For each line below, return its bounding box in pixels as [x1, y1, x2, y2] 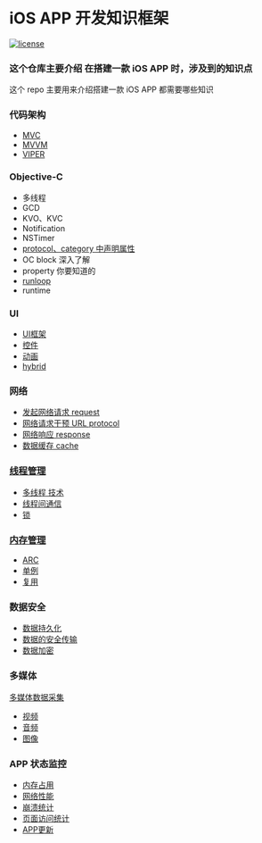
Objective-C [9, 171, 64, 183]
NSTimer [21, 232, 55, 243]
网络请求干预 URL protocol [21, 418, 120, 429]
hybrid [21, 361, 46, 371]
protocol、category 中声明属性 [21, 243, 135, 254]
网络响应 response [21, 430, 91, 440]
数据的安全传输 [21, 634, 78, 645]
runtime [21, 285, 52, 296]
